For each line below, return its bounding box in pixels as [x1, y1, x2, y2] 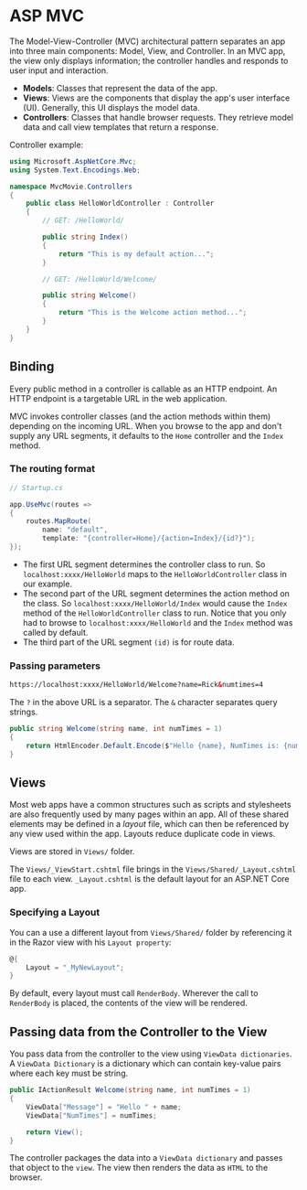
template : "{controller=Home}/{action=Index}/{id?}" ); [42, 534, 256, 543]
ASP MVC [9, 5, 85, 27]
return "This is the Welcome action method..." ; [58, 308, 248, 317]
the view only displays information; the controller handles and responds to [9, 55, 289, 66]
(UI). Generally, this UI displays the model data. [22, 102, 200, 113]
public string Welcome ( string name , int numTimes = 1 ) [9, 724, 223, 734]
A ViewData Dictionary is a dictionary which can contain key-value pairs [9, 1058, 281, 1069]
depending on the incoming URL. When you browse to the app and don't [9, 420, 282, 431]
